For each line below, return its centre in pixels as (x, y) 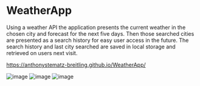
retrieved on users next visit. (42, 53)
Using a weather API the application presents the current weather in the (96, 27)
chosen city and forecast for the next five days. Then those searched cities (100, 33)
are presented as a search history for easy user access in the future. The (98, 40)
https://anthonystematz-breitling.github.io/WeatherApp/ (76, 65)
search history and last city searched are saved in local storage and (91, 47)
